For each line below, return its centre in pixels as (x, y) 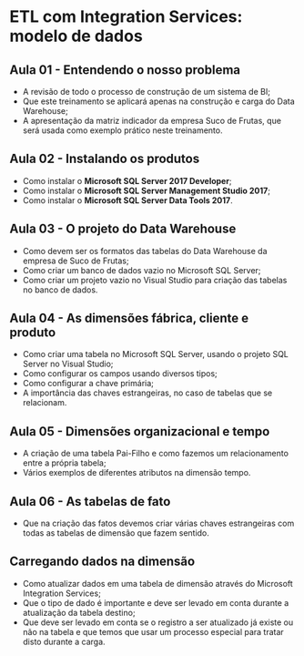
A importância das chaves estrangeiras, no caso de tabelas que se (147, 393)
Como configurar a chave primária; (88, 384)
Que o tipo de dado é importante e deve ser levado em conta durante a (156, 602)
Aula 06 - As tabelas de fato (90, 502)
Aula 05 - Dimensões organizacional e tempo (140, 431)
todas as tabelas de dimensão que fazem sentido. (116, 533)
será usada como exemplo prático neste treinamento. (122, 130)
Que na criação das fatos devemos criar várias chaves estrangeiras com (158, 523)
